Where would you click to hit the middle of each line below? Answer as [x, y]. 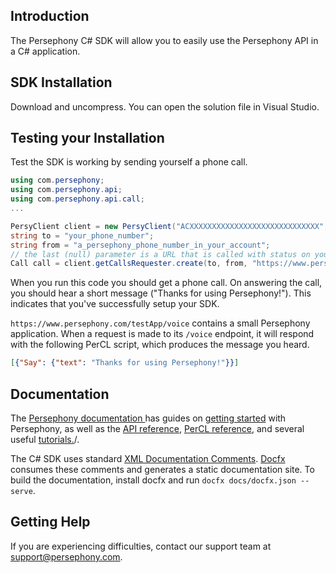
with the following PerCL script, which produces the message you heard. [160, 345]
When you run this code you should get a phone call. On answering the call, [166, 283]
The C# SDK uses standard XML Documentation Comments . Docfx [148, 458]
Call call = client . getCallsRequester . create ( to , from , [129, 264]
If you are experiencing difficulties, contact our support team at [141, 546]
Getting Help [50, 522]
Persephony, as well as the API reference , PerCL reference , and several [157, 428]
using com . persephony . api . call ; [77, 199]
